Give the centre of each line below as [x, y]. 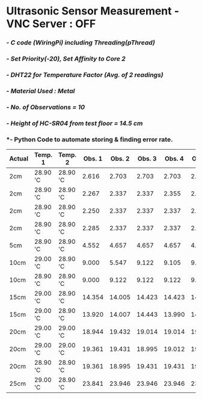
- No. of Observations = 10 [46, 107]
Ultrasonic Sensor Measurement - [93, 11]
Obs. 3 [147, 159]
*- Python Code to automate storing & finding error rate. [90, 139]
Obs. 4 [174, 159]
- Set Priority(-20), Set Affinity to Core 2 [66, 59]
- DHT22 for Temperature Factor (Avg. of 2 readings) [85, 75]
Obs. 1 [93, 159]
